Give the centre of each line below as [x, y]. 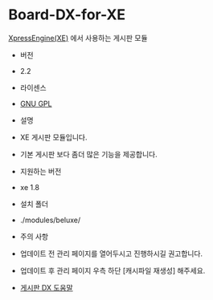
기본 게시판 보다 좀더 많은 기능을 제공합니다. [89, 154]
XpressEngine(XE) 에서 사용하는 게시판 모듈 [78, 38]
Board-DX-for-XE [67, 15]
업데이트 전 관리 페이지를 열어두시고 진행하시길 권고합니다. [111, 253]
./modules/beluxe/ [50, 220]
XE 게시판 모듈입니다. [53, 137]
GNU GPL [36, 103]
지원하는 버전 [41, 171]
